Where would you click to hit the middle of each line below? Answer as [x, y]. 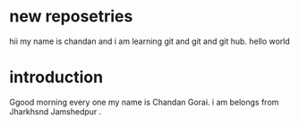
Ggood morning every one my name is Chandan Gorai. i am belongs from [144, 102]
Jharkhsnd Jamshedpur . [56, 111]
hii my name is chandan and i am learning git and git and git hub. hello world [150, 41]
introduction [56, 77]
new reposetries [71, 17]
